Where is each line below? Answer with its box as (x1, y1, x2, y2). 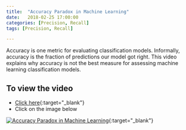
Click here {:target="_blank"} (14, 99, 85, 106)
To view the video (6, 83, 73, 93)
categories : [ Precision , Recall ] (6, 20, 89, 26)
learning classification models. (6, 66, 82, 73)
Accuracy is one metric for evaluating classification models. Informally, (6, 47, 180, 54)
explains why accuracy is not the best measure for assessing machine (6, 60, 179, 67)
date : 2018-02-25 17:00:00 (6, 14, 79, 20)
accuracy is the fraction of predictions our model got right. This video (6, 53, 177, 60)
